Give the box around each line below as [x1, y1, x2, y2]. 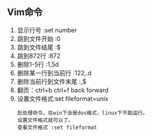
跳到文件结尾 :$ [16, 43, 61, 51]
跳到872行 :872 [16, 51, 61, 60]
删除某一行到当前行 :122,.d [16, 68, 92, 77]
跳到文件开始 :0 [16, 34, 61, 42]
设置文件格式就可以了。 [16, 116, 74, 123]
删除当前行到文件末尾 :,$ [16, 77, 87, 86]
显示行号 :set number [16, 26, 77, 34]
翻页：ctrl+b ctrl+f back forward [16, 86, 109, 94]
